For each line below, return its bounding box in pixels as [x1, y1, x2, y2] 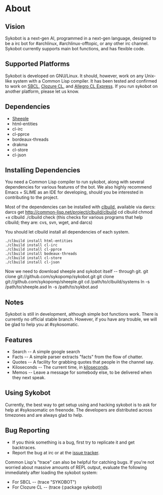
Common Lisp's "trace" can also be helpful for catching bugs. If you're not [5, 459, 154, 465]
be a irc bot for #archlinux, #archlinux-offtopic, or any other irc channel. [5, 41, 149, 46]
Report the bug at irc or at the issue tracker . [12, 450, 100, 455]
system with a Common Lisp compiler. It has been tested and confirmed [13, 78, 157, 84]
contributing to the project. [5, 194, 59, 200]
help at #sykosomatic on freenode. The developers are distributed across [5, 407, 152, 413]
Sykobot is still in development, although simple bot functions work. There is [5, 311, 158, 317]
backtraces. [12, 444, 36, 450]
